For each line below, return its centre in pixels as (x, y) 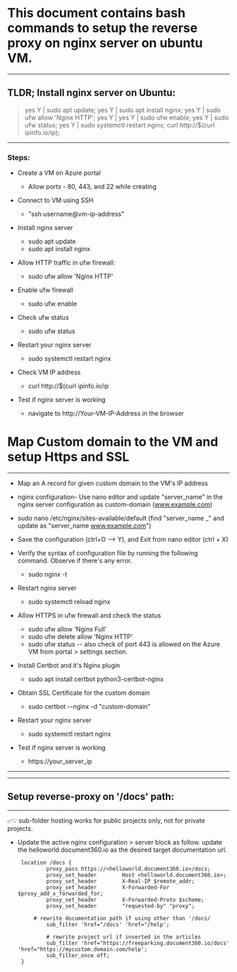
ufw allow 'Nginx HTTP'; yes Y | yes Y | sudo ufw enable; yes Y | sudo (127, 117)
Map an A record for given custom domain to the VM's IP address (113, 483)
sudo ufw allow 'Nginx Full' (67, 629)
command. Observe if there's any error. (75, 560)
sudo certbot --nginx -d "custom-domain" (89, 706)
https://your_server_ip (60, 761)
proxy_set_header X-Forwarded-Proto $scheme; (125, 900)
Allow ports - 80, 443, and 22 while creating (92, 187)
